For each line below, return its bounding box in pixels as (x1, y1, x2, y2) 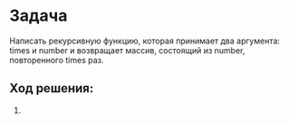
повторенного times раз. (9, 54, 104, 65)
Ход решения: (9, 80, 94, 96)
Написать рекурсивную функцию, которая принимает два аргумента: (9, 35, 281, 46)
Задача (9, 5, 68, 26)
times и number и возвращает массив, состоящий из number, (9, 44, 246, 55)
